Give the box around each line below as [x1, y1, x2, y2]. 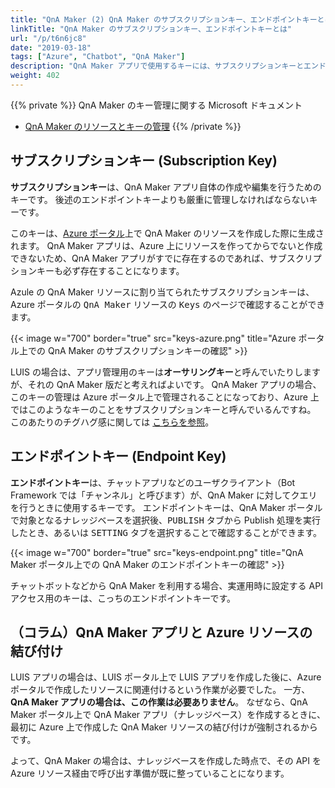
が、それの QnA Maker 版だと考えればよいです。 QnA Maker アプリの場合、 [10, 378, 322, 390]
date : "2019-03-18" [10, 42, 92, 53]
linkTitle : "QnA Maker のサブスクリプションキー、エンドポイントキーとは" [10, 24, 292, 34]
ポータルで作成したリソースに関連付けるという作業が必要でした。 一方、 [10, 684, 311, 696]
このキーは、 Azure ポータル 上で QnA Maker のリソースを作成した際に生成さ [10, 227, 325, 239]
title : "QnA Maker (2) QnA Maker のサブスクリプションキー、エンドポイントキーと [10, 14, 325, 25]
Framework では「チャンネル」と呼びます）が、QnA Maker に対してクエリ [10, 489, 318, 501]
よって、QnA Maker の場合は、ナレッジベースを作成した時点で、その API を [10, 755, 322, 767]
